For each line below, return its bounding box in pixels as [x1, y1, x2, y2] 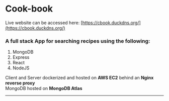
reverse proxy [5, 80, 35, 86]
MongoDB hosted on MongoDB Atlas [5, 85, 82, 91]
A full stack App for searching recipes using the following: [5, 37, 150, 44]
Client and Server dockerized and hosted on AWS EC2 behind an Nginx [5, 75, 154, 81]
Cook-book [5, 3, 53, 15]
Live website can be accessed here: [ [5, 20, 83, 26]
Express [12, 54, 30, 60]
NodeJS [12, 65, 30, 71]
